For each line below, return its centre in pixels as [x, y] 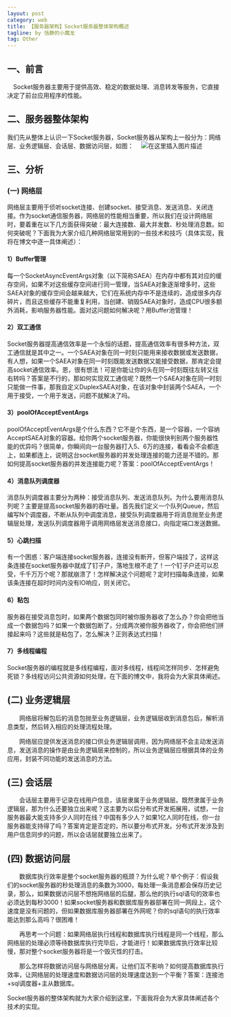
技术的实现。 [25, 1007]
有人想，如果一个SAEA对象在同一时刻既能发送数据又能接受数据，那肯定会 [111, 361]
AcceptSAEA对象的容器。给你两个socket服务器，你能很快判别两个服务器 [110, 438]
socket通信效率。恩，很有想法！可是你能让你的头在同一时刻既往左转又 [113, 369]
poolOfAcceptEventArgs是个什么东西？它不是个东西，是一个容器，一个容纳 [113, 429]
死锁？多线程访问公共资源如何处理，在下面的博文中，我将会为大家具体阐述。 [115, 676]
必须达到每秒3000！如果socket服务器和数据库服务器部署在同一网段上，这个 [114, 902]
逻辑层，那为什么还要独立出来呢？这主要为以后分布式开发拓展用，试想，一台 [115, 809]
